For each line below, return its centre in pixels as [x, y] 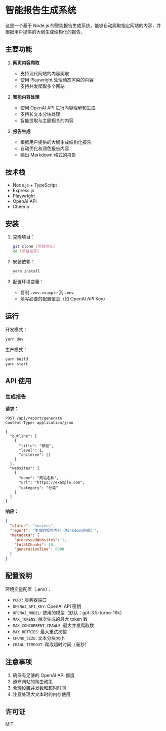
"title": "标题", [36, 446]
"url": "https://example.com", [52, 483]
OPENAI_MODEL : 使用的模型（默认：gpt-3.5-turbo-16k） [69, 613]
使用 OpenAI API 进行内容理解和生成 [58, 108]
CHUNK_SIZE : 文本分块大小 [38, 638]
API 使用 [18, 381]
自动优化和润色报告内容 [45, 148]
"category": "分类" [38, 488]
